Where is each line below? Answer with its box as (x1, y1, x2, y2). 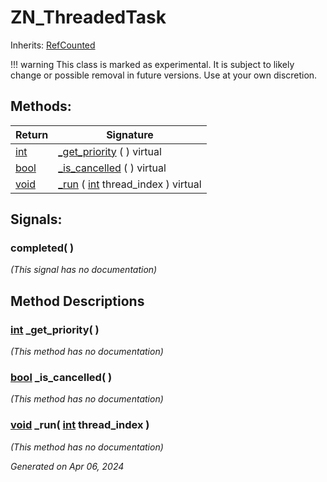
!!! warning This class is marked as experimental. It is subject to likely (10, 58, 295, 70)
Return (15, 127, 49, 141)
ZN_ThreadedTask (10, 6, 167, 29)
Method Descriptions (10, 292, 145, 310)
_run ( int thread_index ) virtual (58, 177, 202, 191)
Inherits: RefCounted (10, 39, 96, 51)
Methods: (10, 98, 72, 115)
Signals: (10, 211, 63, 228)
